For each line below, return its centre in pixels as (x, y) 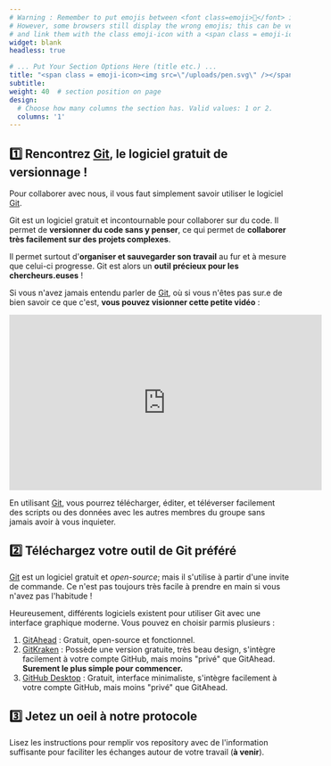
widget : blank (36, 42)
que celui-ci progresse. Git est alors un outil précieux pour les (124, 266)
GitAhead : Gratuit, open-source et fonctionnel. (108, 639)
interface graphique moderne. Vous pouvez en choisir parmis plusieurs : (142, 622)
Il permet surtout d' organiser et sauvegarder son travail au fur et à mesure (148, 257)
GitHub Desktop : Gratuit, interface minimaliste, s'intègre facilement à (149, 678)
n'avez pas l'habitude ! (51, 596)
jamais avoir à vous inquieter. (62, 522)
